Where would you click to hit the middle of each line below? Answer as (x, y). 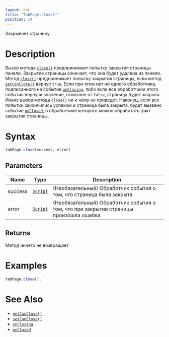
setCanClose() (27, 319)
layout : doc (18, 10)
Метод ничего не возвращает (37, 245)
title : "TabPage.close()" (32, 15)
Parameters (24, 165)
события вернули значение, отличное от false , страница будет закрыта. (83, 95)
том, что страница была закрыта (93, 194)
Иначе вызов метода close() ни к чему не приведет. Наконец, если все (82, 100)
